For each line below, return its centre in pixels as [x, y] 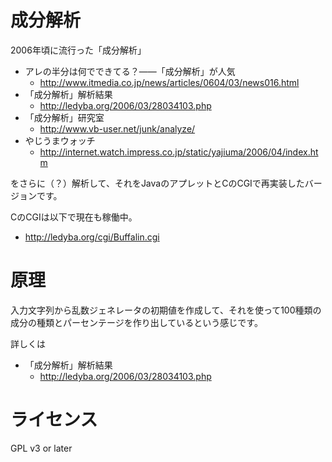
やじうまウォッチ [60, 140]
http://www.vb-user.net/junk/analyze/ [117, 128]
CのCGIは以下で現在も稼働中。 [74, 217]
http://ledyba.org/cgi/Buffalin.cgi [92, 237]
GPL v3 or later [41, 448]
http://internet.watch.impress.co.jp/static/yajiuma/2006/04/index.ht [179, 152]
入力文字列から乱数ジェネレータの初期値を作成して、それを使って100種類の [166, 310]
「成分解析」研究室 [64, 117]
